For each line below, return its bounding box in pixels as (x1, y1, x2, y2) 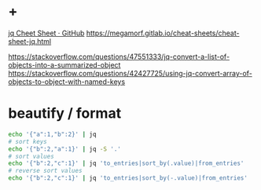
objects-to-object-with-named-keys (8, 77, 126, 86)
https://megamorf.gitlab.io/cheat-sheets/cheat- (86, 28, 240, 38)
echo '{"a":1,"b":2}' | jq (8, 130, 97, 138)
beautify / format (8, 104, 122, 122)
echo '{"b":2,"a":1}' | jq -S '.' (8, 144, 122, 153)
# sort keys (8, 137, 47, 145)
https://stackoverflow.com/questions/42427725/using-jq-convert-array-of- (8, 68, 253, 78)
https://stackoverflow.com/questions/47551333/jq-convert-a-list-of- (8, 52, 230, 61)
